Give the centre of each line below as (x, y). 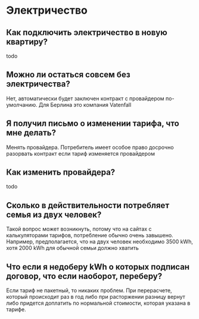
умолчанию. (22, 104)
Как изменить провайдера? (61, 173)
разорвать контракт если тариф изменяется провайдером (81, 153)
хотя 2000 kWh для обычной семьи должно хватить (72, 248)
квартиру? (27, 41)
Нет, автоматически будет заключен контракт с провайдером (85, 98)
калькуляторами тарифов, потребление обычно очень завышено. (90, 236)
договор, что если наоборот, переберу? (84, 276)
